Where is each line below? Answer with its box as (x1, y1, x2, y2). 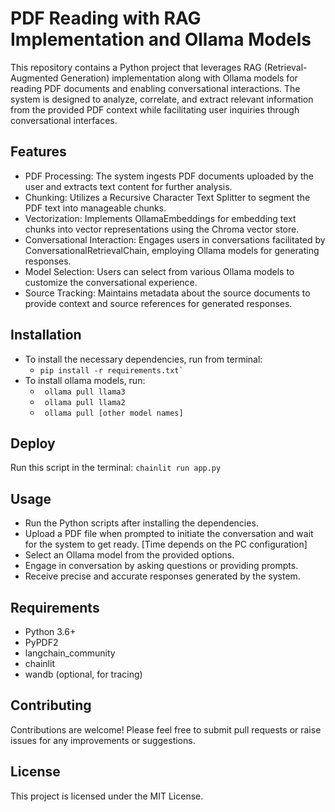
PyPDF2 (24, 637, 59, 648)
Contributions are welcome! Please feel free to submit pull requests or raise (10, 723, 322, 736)
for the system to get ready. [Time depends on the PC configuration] (24, 538, 308, 551)
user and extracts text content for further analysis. (24, 180, 233, 192)
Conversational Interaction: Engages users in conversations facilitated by (24, 233, 326, 246)
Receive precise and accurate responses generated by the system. (24, 570, 301, 582)
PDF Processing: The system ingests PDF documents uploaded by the (24, 170, 314, 182)
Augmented (10, 72, 59, 84)
